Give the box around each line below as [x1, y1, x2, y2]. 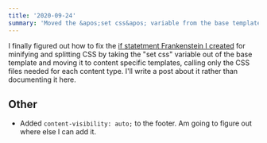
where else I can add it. [19, 127, 97, 137]
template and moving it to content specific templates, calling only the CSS [8, 57, 250, 68]
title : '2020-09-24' [8, 11, 77, 20]
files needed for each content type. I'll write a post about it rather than [8, 66, 238, 75]
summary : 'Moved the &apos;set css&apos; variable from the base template [8, 19, 261, 27]
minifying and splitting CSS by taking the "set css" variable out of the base [8, 49, 253, 59]
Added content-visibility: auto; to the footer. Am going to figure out [19, 118, 253, 128]
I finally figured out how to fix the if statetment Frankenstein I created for [8, 41, 246, 50]
